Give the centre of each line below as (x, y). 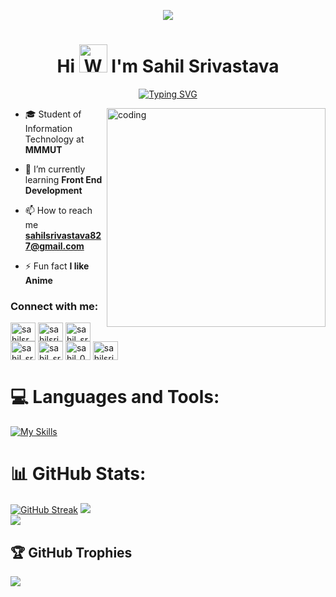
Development (53, 190)
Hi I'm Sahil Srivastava (168, 66)
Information (48, 128)
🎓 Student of (53, 114)
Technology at (54, 139)
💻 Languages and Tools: (115, 397)
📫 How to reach (58, 210)
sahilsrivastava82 (63, 235)
